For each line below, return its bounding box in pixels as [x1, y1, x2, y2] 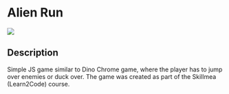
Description [7, 47, 58, 59]
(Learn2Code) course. [7, 80, 70, 88]
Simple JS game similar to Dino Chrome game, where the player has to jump [7, 65, 223, 73]
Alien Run [7, 5, 64, 21]
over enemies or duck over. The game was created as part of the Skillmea [7, 72, 217, 80]
